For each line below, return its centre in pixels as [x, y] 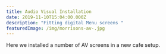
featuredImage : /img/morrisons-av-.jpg [56, 28]
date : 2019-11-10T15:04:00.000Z [46, 17]
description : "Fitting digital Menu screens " [65, 23]
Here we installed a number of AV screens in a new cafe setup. [83, 45]
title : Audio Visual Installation [49, 12]
